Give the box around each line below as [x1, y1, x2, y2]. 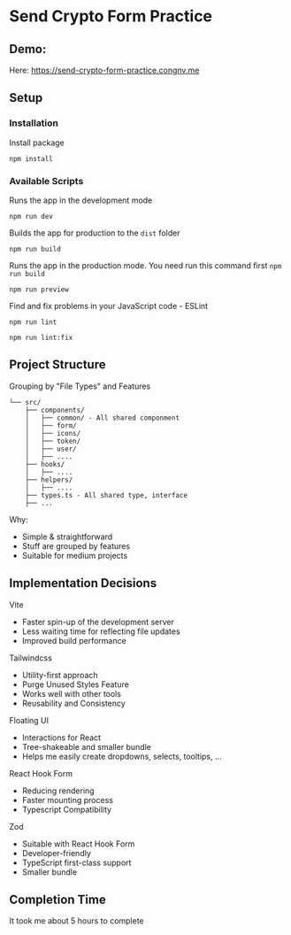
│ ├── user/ [25, 444, 77, 453]
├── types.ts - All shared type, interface [25, 491, 188, 499]
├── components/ [25, 406, 86, 414]
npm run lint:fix [9, 333, 73, 342]
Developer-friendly [21, 847, 91, 858]
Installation [9, 117, 59, 129]
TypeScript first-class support [21, 857, 132, 868]
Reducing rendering [21, 785, 95, 796]
